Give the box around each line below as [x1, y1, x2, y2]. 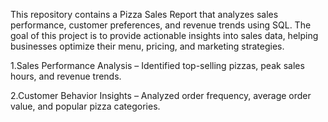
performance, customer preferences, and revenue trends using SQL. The [10, 19, 312, 31]
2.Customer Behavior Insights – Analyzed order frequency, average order [10, 90, 312, 101]
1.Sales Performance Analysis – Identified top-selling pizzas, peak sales [10, 60, 305, 71]
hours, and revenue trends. [10, 70, 122, 82]
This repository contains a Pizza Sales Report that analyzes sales [10, 9, 279, 20]
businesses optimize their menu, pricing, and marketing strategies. [10, 40, 285, 52]
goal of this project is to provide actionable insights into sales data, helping [10, 30, 319, 41]
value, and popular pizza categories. [10, 100, 161, 112]
